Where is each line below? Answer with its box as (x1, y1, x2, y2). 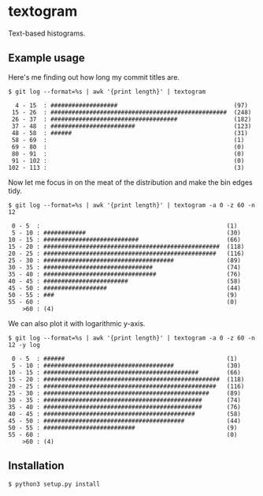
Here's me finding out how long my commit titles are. (8, 72, 180, 81)
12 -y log (8, 340, 41, 349)
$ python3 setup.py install (8, 480, 101, 488)
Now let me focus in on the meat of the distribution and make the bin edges (8, 177, 254, 187)
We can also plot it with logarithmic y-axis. (8, 318, 146, 328)
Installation (8, 459, 65, 472)
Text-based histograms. (8, 28, 86, 38)
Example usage (8, 51, 85, 65)
